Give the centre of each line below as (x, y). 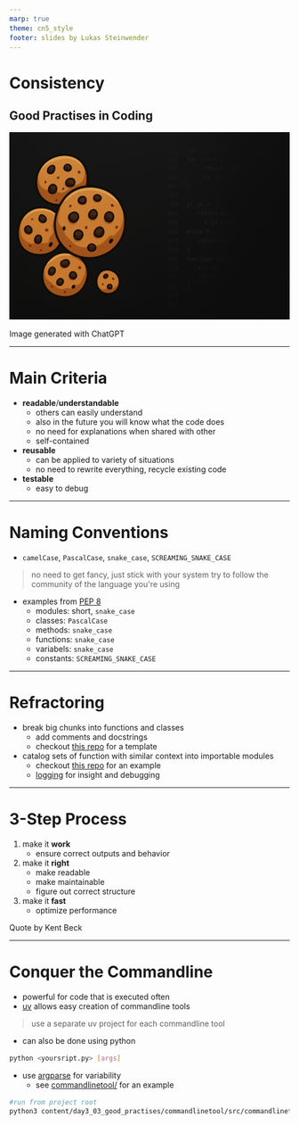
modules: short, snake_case (85, 610)
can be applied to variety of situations (105, 459)
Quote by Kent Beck (46, 927)
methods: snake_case (74, 630)
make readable (63, 872)
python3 (24, 1112)
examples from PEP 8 (61, 601)
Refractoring (57, 703)
